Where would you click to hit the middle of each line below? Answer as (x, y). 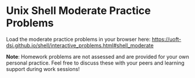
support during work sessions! (43, 69)
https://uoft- (167, 39)
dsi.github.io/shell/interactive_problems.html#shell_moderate (80, 45)
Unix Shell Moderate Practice (78, 11)
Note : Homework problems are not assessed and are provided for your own (97, 56)
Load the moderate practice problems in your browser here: (78, 39)
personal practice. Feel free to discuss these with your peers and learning (95, 63)
